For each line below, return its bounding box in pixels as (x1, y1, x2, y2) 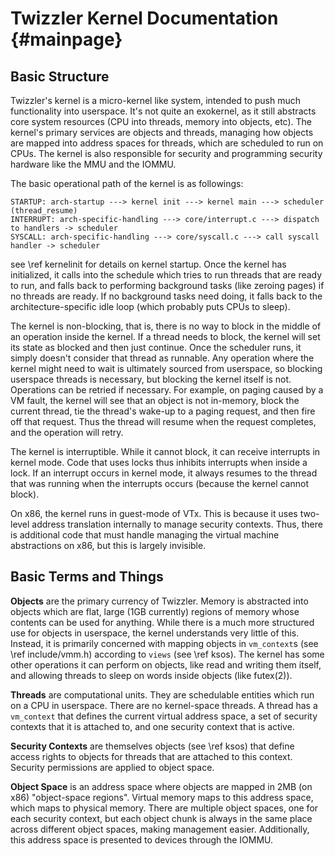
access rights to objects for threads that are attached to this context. (10, 750, 293, 762)
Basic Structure (10, 68, 110, 85)
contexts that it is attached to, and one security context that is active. (10, 720, 295, 732)
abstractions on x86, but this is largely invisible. (10, 540, 207, 551)
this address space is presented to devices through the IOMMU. (10, 833, 274, 846)
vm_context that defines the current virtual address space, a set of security (10, 710, 318, 722)
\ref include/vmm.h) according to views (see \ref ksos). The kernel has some (10, 648, 325, 660)
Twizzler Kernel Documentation (10, 7, 279, 30)
